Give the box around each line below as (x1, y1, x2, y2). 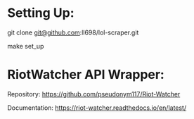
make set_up (7, 42, 44, 50)
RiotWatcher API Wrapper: (7, 67, 165, 82)
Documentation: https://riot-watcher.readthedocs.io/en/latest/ (7, 104, 187, 112)
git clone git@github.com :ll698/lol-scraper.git (7, 28, 139, 37)
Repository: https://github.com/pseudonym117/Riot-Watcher (7, 89, 181, 98)
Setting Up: (7, 5, 75, 21)
